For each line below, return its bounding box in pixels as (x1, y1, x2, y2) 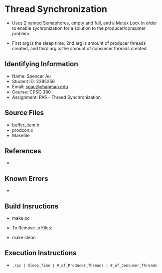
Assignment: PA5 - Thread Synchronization (11, 94, 101, 100)
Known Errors (4, 174, 48, 182)
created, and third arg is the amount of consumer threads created (11, 45, 147, 51)
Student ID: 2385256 (11, 78, 55, 84)
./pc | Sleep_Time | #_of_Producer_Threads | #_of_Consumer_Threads (11, 263, 158, 268)
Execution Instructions (4, 249, 77, 257)
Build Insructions (4, 202, 59, 210)
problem (11, 30, 29, 36)
